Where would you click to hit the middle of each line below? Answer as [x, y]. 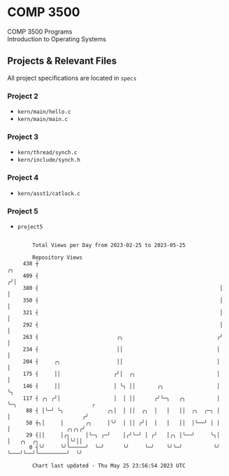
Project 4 [23, 178]
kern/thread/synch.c [47, 153]
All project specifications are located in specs [72, 78]
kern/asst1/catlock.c [49, 193]
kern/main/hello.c [44, 112]
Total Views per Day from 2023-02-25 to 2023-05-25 [109, 245]
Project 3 [23, 136]
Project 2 [23, 96]
